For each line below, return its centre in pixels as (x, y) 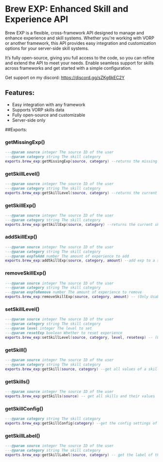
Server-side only (29, 120)
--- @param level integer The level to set (49, 329)
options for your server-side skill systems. (47, 48)
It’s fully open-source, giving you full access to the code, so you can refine (80, 57)
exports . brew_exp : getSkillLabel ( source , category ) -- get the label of (79, 455)
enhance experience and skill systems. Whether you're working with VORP (80, 38)
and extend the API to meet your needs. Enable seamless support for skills (79, 63)
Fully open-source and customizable (49, 115)
